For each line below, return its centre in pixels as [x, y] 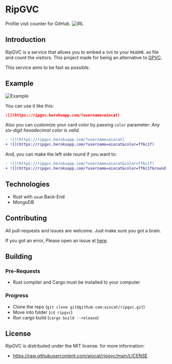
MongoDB [23, 202]
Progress [17, 295]
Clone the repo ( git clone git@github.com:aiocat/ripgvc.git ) [79, 307]
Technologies [28, 185]
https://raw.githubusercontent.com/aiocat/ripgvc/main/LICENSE [80, 356]
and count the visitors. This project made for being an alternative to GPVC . [84, 57]
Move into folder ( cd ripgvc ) [42, 312]
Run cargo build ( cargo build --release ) [56, 317]
